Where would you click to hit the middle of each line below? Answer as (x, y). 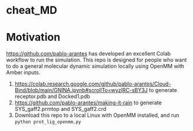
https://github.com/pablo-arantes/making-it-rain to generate (88, 103)
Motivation (33, 37)
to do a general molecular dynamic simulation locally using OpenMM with (95, 66)
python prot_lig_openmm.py (48, 122)
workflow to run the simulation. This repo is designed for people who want (97, 60)
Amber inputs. (23, 73)
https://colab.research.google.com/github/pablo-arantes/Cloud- (93, 84)
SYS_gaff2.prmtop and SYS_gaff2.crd (60, 109)
